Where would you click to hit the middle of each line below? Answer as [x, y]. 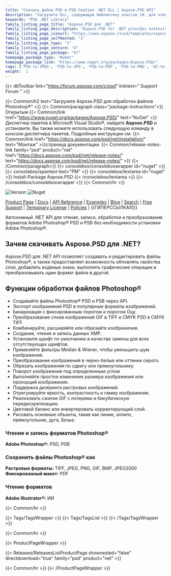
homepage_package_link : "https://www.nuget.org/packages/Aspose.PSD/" [82, 62]
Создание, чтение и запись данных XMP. [57, 333]
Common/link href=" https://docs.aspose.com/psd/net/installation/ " [76, 139]
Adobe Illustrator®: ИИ [30, 498]
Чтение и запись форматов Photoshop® [57, 433]
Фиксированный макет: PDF [37, 474]
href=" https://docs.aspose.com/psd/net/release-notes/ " [64, 155]
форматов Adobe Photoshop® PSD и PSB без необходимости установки [83, 223]
